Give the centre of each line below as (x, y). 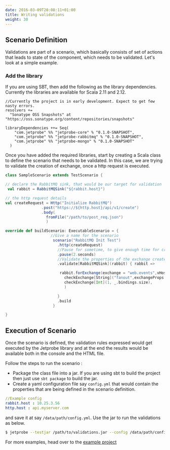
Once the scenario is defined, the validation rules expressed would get (79, 343)
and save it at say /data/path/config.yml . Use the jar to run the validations (83, 418)
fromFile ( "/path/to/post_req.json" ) (84, 217)
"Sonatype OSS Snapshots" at (40, 115)
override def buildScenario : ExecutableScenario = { (62, 231)
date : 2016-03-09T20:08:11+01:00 (40, 10)
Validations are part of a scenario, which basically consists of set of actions (84, 52)
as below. (15, 423)
